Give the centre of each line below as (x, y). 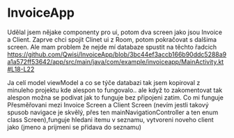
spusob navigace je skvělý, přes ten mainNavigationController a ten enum (113, 112)
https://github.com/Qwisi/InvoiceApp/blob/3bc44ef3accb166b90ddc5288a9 (117, 54)
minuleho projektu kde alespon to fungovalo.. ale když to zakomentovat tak (115, 90)
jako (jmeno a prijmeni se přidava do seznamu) (74, 127)
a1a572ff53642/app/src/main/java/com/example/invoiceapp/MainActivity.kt (116, 61)
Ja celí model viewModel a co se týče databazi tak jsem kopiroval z (104, 82)
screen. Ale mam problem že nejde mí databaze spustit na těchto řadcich (112, 47)
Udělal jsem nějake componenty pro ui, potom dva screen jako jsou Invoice (115, 32)
